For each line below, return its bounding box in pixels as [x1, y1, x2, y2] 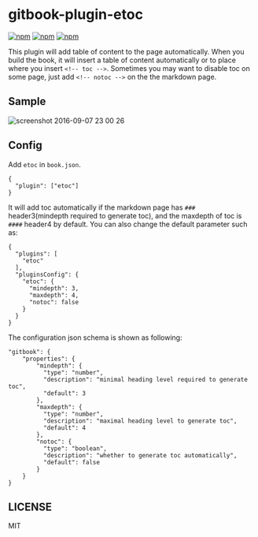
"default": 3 [42, 389, 87, 397]
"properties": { [22, 355, 76, 363]
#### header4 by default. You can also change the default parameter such [8, 219, 248, 229]
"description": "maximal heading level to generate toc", [42, 416, 238, 425]
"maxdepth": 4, [28, 291, 79, 299]
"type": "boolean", [42, 444, 108, 453]
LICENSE [8, 500, 53, 513]
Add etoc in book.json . [8, 159, 81, 169]
